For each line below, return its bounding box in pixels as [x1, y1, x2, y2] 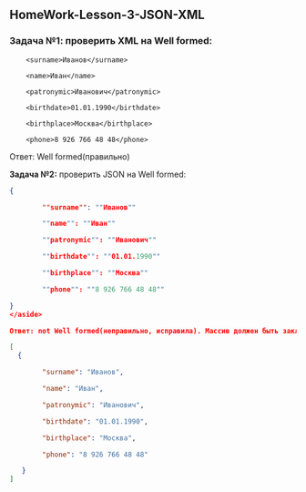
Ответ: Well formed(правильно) [9, 150, 130, 162]
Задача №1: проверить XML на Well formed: [9, 35, 213, 47]
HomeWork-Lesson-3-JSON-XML [9, 7, 205, 23]
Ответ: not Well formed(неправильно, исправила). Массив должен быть [9, 326, 280, 335]
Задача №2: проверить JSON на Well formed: [9, 169, 187, 179]
